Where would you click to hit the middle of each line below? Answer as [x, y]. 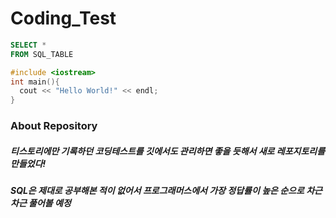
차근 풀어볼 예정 [41, 203]
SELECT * [28, 45]
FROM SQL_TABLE [42, 54]
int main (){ [35, 82]
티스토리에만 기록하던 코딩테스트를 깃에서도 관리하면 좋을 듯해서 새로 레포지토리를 [168, 151]
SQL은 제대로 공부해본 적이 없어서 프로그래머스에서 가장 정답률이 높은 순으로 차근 [166, 191]
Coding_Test [63, 18]
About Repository [54, 126]
